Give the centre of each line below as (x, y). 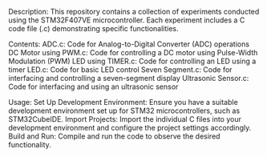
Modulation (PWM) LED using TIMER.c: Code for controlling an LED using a (132, 61)
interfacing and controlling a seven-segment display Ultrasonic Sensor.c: (129, 78)
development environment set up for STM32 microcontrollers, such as (124, 111)
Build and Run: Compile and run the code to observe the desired (114, 136)
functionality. (30, 145)
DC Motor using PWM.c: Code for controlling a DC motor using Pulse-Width (133, 52)
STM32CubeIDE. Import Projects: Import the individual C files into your (125, 119)
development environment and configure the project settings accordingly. (130, 128)
